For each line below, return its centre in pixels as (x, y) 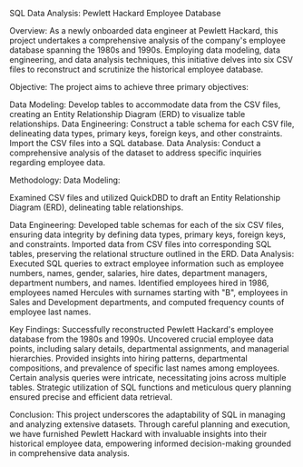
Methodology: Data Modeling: (65, 180)
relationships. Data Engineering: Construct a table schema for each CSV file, (152, 124)
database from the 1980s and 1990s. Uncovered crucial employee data (142, 339)
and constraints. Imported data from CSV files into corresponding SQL (141, 244)
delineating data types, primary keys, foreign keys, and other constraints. (146, 134)
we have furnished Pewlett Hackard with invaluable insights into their (138, 434)
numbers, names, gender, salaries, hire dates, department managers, (138, 273)
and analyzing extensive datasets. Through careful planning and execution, (150, 424)
